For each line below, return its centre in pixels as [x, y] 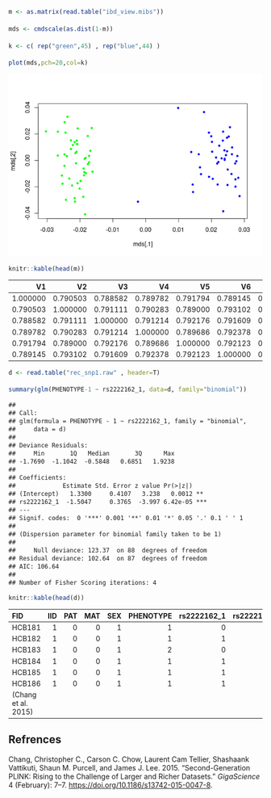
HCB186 [27, 683]
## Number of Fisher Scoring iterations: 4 [83, 583]
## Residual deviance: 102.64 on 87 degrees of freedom [108, 559]
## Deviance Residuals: [48, 446]
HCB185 [27, 672]
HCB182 [27, 638]
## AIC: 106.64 [34, 567]
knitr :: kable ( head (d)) [46, 598]
